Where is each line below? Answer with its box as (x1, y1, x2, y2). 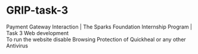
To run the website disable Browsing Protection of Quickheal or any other (6, 36, 186, 43)
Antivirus (6, 42, 29, 49)
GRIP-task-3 (6, 4, 69, 17)
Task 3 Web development (6, 29, 69, 36)
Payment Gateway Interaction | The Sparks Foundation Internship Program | (6, 23, 193, 30)
